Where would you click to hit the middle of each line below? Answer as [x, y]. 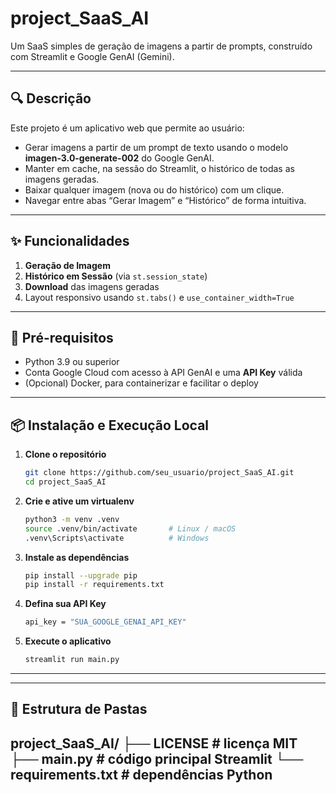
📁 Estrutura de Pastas [79, 709]
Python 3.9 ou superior [72, 362]
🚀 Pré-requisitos [62, 337]
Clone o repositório [65, 454]
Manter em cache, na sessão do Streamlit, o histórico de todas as [159, 168]
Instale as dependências [77, 557]
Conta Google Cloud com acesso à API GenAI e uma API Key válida [163, 373]
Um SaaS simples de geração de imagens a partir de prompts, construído [161, 46]
